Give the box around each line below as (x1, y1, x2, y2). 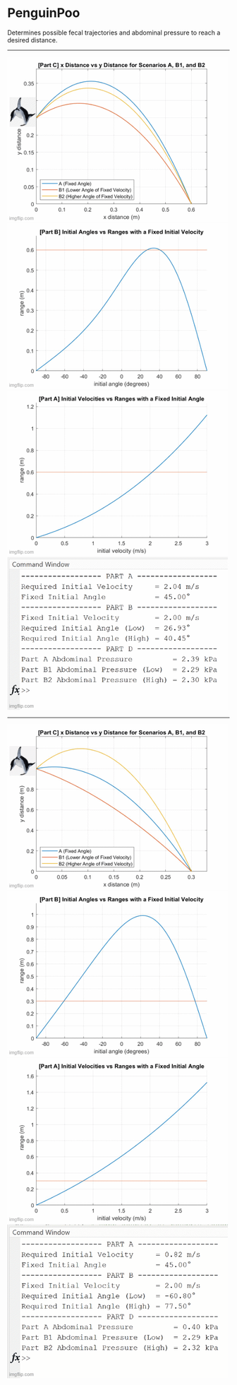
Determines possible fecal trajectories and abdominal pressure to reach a (7, 28, 221, 37)
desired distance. (7, 35, 58, 44)
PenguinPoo (7, 5, 80, 21)
